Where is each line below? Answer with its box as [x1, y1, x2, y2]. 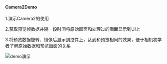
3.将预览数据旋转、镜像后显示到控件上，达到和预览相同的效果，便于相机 [5, 37, 154, 43]
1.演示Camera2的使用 [5, 15, 49, 22]
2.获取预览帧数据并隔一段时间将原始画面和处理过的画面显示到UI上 [5, 26, 141, 32]
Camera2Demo [5, 4, 37, 10]
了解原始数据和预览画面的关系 [9, 43, 71, 49]
